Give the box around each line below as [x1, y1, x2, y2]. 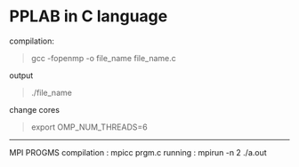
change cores [9, 104, 61, 115]
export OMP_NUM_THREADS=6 [30, 122, 149, 132]
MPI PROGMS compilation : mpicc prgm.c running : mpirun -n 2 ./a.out [9, 147, 267, 157]
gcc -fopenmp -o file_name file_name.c [30, 52, 176, 63]
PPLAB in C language [9, 6, 168, 27]
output [9, 69, 34, 81]
